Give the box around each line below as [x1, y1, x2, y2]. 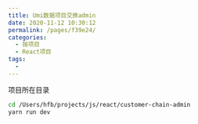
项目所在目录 [8, 85, 49, 94]
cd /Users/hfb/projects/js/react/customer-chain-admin [8, 100, 191, 108]
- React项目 [15, 48, 52, 56]
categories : [8, 33, 47, 42]
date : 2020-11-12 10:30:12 [8, 19, 96, 27]
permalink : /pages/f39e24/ [8, 26, 96, 34]
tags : [8, 56, 26, 64]
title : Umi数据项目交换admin [8, 11, 96, 20]
